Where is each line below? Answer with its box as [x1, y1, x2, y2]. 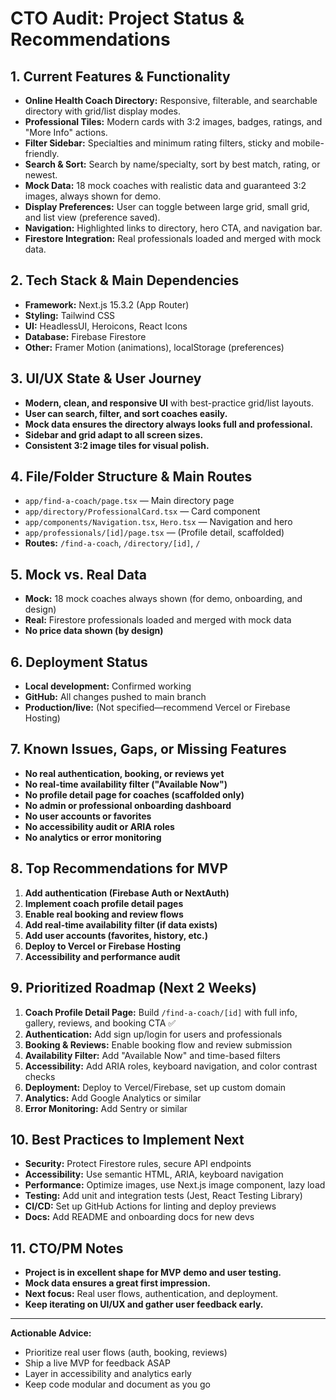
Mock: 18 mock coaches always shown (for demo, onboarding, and [24, 593, 303, 605]
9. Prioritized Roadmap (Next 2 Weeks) [10, 980, 257, 997]
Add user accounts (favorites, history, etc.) [24, 929, 208, 941]
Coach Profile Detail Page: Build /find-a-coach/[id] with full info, [24, 1006, 298, 1018]
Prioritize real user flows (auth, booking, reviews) [24, 1347, 228, 1359]
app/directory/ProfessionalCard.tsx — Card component [24, 505, 261, 517]
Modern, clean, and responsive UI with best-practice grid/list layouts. [24, 397, 314, 409]
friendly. [24, 148, 60, 159]
